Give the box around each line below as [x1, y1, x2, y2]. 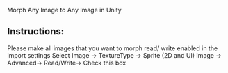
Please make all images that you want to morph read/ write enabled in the [7, 44, 218, 52]
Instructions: [7, 25, 65, 37]
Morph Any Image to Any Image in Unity [7, 6, 122, 14]
